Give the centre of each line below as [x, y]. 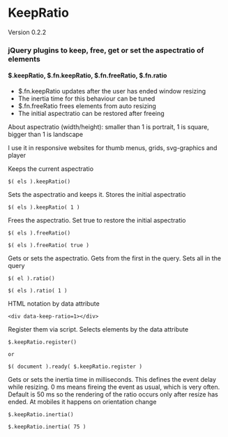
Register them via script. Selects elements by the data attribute [98, 329]
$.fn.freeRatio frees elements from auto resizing [87, 106]
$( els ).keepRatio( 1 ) [44, 207]
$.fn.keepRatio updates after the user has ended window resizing [112, 91]
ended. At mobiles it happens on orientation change [82, 402]
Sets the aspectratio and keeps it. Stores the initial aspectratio [97, 195]
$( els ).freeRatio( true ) [49, 246]
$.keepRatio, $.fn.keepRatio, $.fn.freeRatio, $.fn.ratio [88, 75]
